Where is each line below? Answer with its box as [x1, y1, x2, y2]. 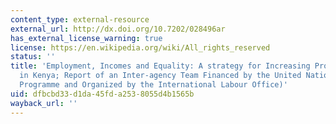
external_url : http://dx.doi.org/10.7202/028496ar [10, 24, 226, 34]
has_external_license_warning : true [10, 33, 163, 43]
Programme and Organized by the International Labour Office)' [19, 80, 288, 90]
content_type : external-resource [10, 14, 150, 25]
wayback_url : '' [10, 98, 78, 108]
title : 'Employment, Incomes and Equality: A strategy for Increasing [10, 61, 311, 71]
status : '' [10, 52, 56, 62]
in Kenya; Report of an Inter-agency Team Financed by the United [19, 71, 302, 81]
